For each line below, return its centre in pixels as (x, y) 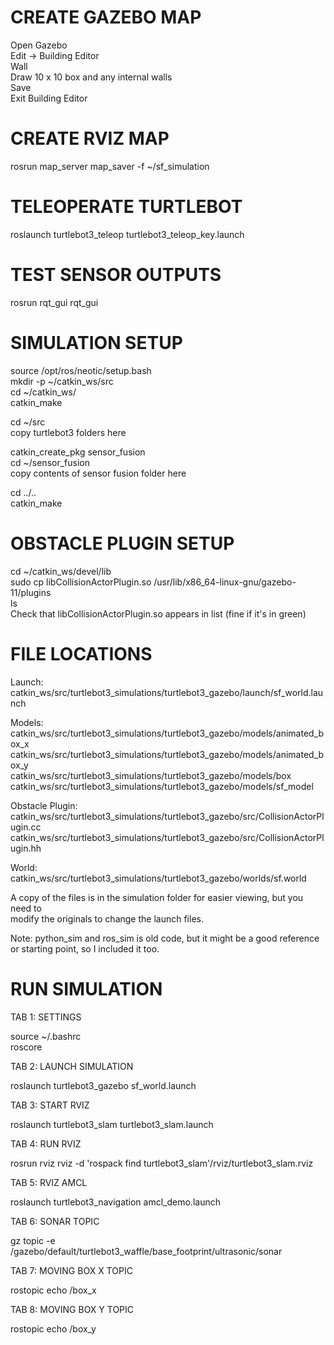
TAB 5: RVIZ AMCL (49, 1182)
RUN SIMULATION (86, 988)
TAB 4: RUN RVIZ (46, 1143)
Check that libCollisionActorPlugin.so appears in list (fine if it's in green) (158, 613)
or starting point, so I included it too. (85, 948)
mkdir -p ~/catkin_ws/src (62, 381)
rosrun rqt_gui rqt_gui (54, 302)
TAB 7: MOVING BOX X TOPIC (71, 1270)
